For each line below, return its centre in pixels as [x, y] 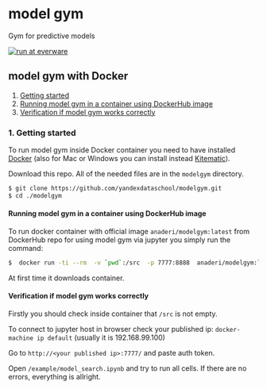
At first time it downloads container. [66, 278]
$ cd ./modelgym [35, 195]
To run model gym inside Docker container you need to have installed [122, 150]
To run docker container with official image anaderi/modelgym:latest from [129, 231]
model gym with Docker [68, 76]
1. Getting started [43, 133]
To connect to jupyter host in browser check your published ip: [111, 329]
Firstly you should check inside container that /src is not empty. [113, 314]
